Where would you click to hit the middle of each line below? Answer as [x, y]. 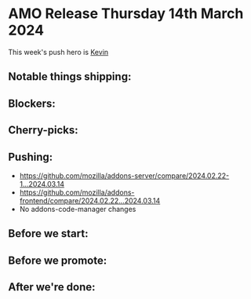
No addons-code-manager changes [78, 209]
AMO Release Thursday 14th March [126, 14]
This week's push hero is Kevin [58, 52]
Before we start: [48, 233]
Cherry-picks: [43, 130]
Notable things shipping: [70, 77]
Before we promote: [58, 260]
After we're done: [52, 287]
